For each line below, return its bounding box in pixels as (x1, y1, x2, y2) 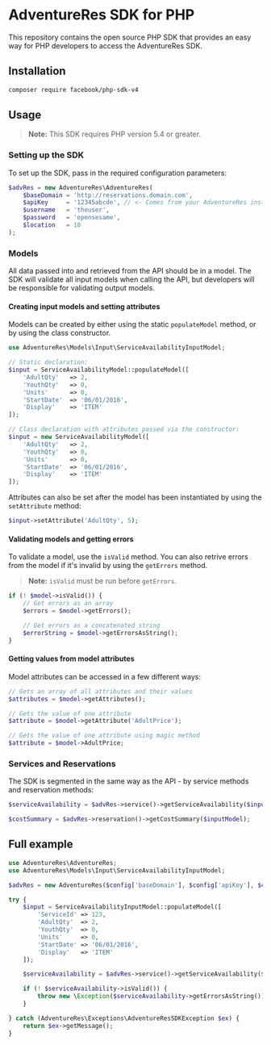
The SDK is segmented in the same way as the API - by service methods (8, 776, 249, 786)
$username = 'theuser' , (23, 206, 110, 215)
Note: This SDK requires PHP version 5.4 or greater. (27, 129, 202, 139)
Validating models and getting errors (8, 534, 135, 544)
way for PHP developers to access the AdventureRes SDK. (8, 40, 203, 50)
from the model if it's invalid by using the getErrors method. (8, 561, 208, 571)
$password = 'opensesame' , (23, 214, 121, 222)
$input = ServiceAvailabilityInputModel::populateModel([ (23, 903, 222, 911)
